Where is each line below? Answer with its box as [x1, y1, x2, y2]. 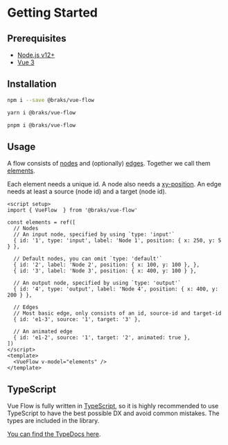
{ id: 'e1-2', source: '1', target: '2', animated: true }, [13, 334, 191, 341]
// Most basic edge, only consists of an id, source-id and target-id [13, 310, 222, 317]
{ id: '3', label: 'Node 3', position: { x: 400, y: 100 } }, [13, 268, 197, 274]
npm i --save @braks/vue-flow [7, 96, 95, 103]
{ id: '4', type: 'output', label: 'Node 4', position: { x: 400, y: [13, 286, 218, 293]
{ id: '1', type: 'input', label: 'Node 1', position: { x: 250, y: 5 [13, 237, 222, 244]
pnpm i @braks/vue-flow [7, 121, 76, 129]
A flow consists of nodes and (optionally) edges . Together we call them [7, 159, 211, 168]
